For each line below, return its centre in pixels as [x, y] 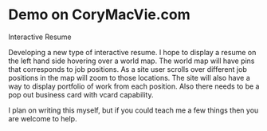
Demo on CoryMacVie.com [99, 15]
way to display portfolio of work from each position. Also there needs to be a [134, 86]
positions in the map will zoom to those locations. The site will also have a [130, 77]
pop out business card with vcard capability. [81, 94]
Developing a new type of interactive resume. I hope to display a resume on [132, 52]
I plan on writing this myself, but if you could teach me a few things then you [133, 110]
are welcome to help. [43, 118]
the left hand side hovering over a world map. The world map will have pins [132, 61]
